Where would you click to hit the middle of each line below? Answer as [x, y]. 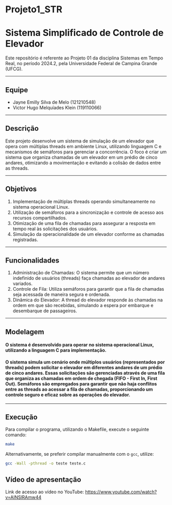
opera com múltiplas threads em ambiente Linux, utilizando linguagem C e [83, 146]
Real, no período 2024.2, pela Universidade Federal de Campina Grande [81, 64]
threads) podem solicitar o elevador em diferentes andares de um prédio [84, 367]
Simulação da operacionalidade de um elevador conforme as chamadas [89, 234]
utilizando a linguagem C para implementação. [56, 350]
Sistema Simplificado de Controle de [84, 33]
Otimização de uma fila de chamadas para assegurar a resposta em [84, 223]
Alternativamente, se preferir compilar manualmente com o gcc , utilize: [80, 454]
